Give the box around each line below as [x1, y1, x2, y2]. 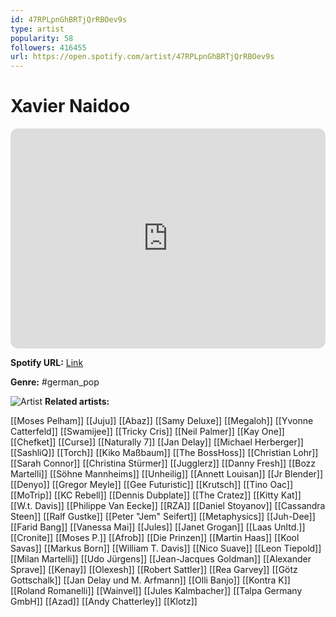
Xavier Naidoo [10, 95, 131, 118]
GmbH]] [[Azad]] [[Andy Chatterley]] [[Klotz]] [10, 596, 198, 608]
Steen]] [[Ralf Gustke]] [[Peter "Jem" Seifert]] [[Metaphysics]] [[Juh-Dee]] [10, 511, 316, 523]
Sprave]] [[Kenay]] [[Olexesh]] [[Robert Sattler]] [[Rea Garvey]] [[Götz [10, 564, 298, 576]
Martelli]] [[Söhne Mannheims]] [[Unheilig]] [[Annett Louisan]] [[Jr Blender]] [10, 468, 324, 480]
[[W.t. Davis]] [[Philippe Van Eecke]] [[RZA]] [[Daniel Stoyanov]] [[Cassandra [10, 500, 326, 512]
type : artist [10, 24, 65, 34]
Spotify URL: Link [10, 357, 84, 369]
